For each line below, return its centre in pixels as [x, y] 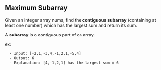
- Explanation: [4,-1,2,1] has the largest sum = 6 [64, 63]
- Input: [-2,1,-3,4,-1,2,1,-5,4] [45, 53]
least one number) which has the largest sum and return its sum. [71, 25]
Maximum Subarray [36, 8]
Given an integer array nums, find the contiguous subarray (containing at [80, 20]
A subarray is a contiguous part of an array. [50, 35]
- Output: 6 [22, 58]
